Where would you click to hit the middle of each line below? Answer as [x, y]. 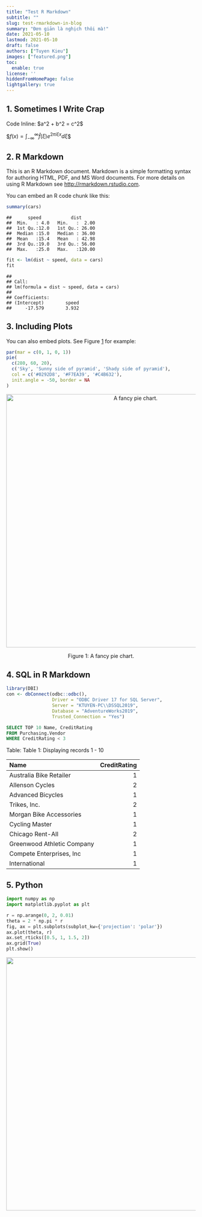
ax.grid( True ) [24, 944]
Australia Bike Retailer [40, 776]
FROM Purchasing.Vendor [36, 733]
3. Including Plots [40, 327]
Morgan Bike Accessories [45, 815]
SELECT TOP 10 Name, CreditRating [50, 727]
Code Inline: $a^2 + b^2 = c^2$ [45, 124]
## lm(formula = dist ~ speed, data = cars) [63, 287]
